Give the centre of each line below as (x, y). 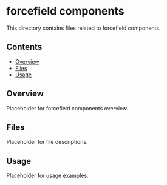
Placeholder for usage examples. (48, 176)
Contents (24, 47)
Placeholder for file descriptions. (47, 142)
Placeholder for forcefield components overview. (67, 108)
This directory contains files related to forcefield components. (83, 28)
